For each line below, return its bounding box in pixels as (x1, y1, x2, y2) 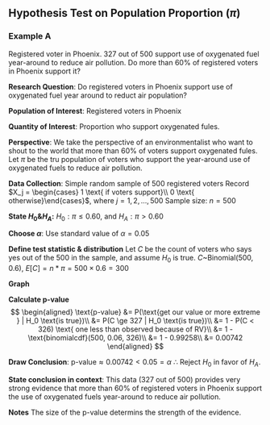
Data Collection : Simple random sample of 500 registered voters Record (8, 178, 250, 188)
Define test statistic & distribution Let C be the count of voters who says (8, 244, 252, 254)
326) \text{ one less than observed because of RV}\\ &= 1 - (37, 324, 234, 334)
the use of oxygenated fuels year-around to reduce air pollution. (8, 392, 222, 402)
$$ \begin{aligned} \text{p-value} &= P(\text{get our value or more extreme (10, 307, 260, 317)
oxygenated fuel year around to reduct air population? (8, 90, 188, 100)
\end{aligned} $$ (106, 342, 164, 352)
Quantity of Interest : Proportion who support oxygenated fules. (8, 121, 220, 131)
